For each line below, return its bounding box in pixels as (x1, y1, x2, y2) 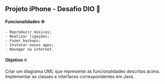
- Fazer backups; (5, 38, 41, 43)
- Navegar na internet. (5, 47, 54, 52)
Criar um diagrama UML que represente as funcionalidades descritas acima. (5, 68, 161, 74)
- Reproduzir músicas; (5, 29, 52, 34)
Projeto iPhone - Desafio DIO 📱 (5, 5, 101, 13)
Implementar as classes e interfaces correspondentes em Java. (5, 73, 134, 79)
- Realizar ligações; (5, 34, 50, 39)
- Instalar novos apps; (5, 42, 54, 47)
